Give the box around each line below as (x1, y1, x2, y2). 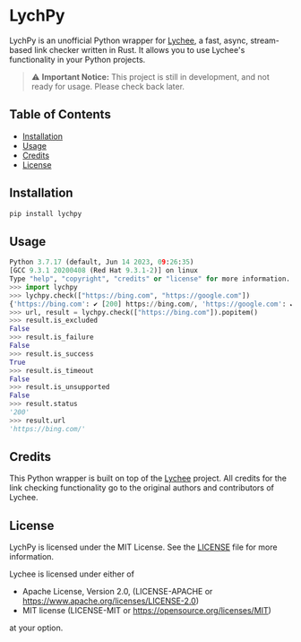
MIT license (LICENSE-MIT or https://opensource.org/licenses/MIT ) (21, 605, 271, 616)
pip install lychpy (9, 209, 82, 218)
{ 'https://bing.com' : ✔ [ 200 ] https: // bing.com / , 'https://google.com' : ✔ (9, 299, 295, 308)
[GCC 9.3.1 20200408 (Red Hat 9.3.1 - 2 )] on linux (9, 266, 199, 275)
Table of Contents (9, 107, 112, 122)
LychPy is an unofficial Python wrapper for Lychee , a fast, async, (9, 35, 249, 46)
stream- (250, 35, 279, 46)
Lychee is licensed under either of (9, 568, 134, 579)
